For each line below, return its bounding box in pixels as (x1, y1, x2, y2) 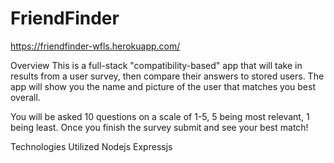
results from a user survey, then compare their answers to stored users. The (10, 70, 325, 82)
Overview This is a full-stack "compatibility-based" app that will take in (10, 59, 303, 71)
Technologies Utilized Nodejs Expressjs (10, 140, 173, 152)
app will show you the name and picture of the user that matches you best (10, 80, 316, 92)
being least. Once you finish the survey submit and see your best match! (10, 121, 309, 133)
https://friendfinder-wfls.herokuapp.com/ (10, 40, 181, 52)
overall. (10, 91, 41, 103)
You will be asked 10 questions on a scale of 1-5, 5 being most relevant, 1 (10, 110, 310, 122)
